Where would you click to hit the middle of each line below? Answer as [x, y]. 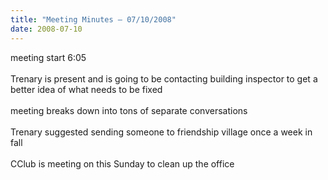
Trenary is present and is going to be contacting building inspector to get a [164, 78]
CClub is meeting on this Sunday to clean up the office [122, 163]
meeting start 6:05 [48, 57]
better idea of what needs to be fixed [86, 89]
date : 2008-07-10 [46, 29]
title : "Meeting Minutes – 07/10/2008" [93, 19]
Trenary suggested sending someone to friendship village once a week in [161, 132]
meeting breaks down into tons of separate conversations [129, 110]
